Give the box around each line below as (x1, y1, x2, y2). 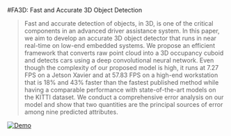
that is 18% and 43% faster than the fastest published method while (24, 78, 219, 86)
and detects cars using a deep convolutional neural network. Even (24, 56, 214, 65)
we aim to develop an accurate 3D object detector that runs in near (24, 34, 217, 42)
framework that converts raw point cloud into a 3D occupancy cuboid (24, 49, 224, 57)
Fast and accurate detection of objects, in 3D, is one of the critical (24, 19, 214, 27)
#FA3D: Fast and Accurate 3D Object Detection (7, 6, 143, 14)
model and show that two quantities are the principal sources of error (24, 101, 223, 108)
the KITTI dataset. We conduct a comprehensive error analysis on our (24, 93, 224, 101)
